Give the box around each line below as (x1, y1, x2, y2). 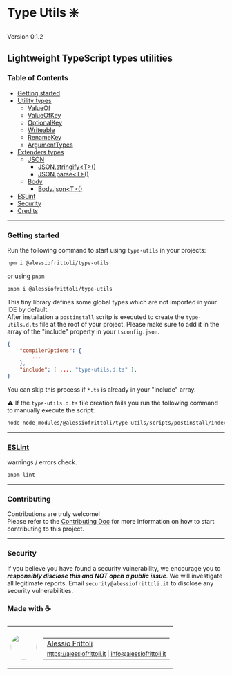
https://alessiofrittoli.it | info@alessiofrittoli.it (47, 650, 166, 657)
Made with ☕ (7, 604, 52, 614)
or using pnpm (7, 272, 45, 280)
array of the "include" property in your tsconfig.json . (7, 327, 160, 336)
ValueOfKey (27, 111, 61, 119)
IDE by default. (7, 305, 50, 313)
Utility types (17, 96, 52, 104)
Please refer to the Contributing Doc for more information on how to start (7, 518, 215, 526)
